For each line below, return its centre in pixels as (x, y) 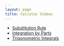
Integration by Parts (32, 33)
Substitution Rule (29, 28)
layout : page (18, 9)
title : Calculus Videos (29, 14)
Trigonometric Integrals (35, 38)
